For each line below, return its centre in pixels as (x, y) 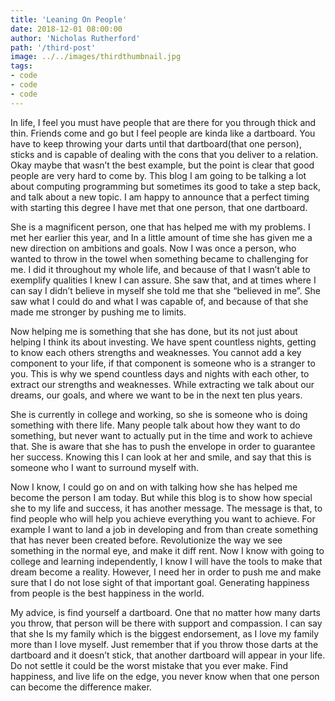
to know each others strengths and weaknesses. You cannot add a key (156, 352)
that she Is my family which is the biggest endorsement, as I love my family (165, 633)
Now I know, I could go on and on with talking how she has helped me (154, 487)
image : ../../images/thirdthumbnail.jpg (96, 57)
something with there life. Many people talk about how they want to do (155, 425)
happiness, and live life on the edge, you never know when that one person (165, 676)
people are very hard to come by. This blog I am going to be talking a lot (158, 175)
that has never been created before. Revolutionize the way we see (146, 540)
